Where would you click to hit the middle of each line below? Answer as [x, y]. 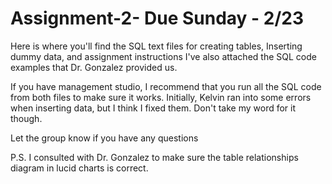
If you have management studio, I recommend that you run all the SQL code [166, 86]
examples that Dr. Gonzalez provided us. [94, 67]
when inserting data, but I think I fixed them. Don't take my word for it [153, 108]
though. [26, 118]
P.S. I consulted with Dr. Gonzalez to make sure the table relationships [154, 157]
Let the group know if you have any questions [104, 138]
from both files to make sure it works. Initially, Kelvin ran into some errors [161, 97]
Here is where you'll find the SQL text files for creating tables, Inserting [156, 46]
